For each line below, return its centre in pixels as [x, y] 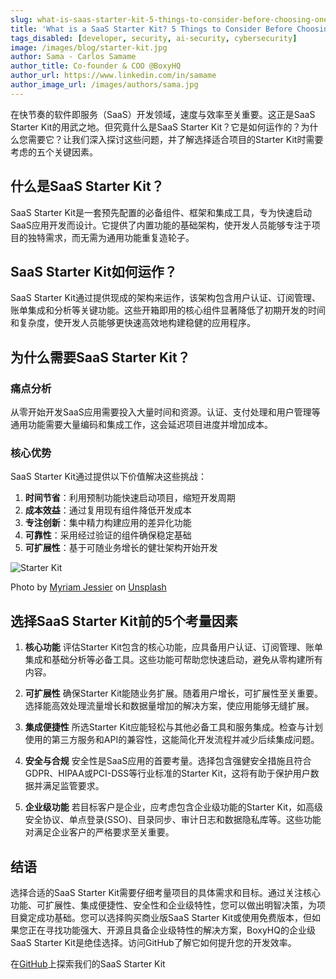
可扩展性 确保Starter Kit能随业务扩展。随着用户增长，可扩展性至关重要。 [174, 693]
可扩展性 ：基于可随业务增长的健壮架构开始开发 [121, 548]
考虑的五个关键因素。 [54, 152]
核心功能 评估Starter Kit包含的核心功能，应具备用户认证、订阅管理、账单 [174, 647]
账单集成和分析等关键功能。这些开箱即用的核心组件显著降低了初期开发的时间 [168, 310]
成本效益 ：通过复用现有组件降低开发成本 [108, 510]
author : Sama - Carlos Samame [73, 57]
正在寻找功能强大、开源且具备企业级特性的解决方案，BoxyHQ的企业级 [171, 930]
